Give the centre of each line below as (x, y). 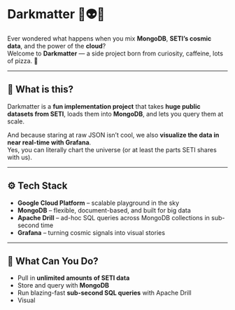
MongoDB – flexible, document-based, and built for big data (104, 210)
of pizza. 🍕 (23, 60)
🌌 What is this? (40, 89)
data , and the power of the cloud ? (57, 46)
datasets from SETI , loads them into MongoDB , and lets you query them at (115, 114)
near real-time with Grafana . (49, 142)
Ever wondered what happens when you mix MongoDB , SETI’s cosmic (109, 38)
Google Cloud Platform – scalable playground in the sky (98, 203)
